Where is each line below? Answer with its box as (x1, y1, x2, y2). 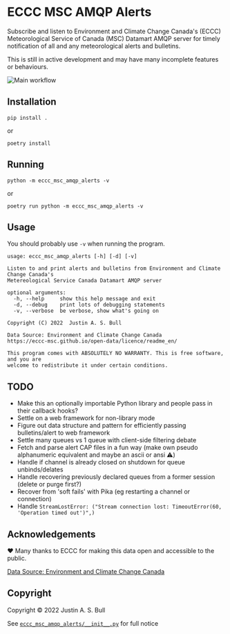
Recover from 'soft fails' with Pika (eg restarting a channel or (17, 487, 191, 496)
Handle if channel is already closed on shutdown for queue (17, 458, 185, 467)
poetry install (7, 140, 51, 147)
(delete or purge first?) (17, 480, 82, 489)
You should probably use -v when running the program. (7, 239, 166, 248)
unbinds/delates (17, 465, 64, 474)
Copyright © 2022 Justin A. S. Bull (7, 606, 106, 614)
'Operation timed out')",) (17, 509, 95, 516)
